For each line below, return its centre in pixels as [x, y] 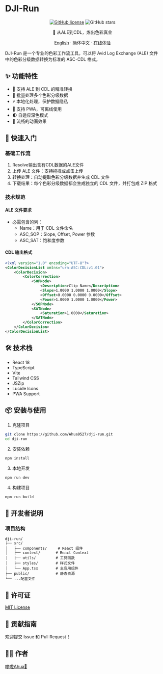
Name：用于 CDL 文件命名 [46, 228]
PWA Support [26, 394]
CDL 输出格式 [19, 252]
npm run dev [17, 478]
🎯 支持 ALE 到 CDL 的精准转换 [42, 89]
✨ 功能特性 [22, 76]
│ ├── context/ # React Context [47, 553]
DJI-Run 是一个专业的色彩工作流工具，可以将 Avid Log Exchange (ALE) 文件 [82, 53]
